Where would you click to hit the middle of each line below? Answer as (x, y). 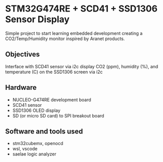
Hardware (21, 88)
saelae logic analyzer (34, 154)
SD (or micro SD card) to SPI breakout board (58, 115)
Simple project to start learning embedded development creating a (74, 33)
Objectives (23, 54)
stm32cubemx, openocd (38, 143)
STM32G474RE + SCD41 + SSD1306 (81, 9)
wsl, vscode (25, 149)
